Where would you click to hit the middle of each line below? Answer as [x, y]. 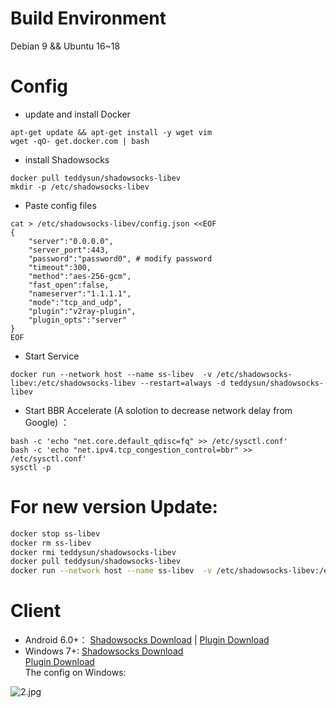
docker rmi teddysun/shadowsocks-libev [93, 552]
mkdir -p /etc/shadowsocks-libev [80, 187]
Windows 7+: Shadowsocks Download [104, 651]
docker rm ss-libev [51, 543]
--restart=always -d [182, 383]
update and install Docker [77, 114]
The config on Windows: [75, 673]
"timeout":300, [60, 267]
